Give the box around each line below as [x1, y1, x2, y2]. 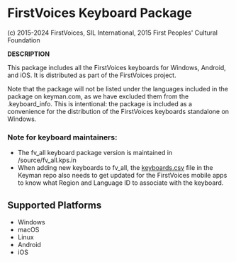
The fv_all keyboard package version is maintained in [17, 149, 173, 157]
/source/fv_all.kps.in [17, 156, 77, 164]
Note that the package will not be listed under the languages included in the [7, 84, 229, 93]
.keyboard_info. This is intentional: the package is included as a [7, 99, 193, 108]
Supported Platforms [7, 199, 102, 211]
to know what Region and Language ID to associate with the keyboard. [17, 178, 224, 187]
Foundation [7, 35, 40, 44]
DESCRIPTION [7, 50, 50, 58]
